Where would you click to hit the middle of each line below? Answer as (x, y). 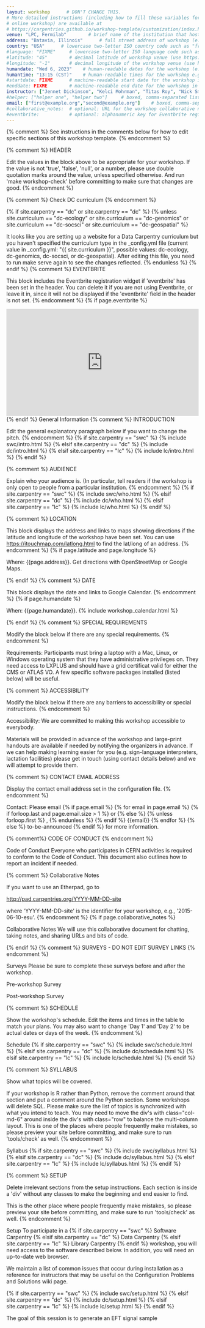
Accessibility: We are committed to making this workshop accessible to (96, 721)
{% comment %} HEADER (39, 150)
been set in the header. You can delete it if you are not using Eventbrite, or (100, 288)
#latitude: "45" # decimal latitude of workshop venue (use (94, 58)
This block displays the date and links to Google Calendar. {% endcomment (101, 592)
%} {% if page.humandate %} (44, 599)
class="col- (180, 1113)
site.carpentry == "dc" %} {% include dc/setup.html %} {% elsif (87, 1300)
